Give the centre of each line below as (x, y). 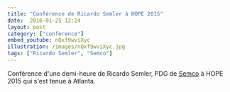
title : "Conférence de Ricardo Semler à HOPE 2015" (85, 14)
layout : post (27, 27)
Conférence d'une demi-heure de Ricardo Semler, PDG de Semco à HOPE (115, 73)
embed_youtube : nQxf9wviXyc (49, 40)
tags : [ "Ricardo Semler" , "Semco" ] (60, 54)
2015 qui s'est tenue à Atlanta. (51, 81)
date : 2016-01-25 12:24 (44, 21)
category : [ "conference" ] (45, 34)
